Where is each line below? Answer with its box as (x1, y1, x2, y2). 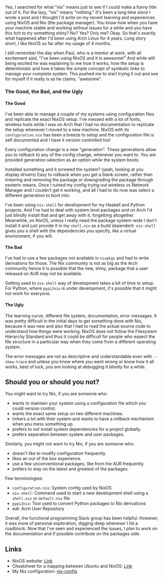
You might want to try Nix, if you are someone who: (5, 391, 108, 397)
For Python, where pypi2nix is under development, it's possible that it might (5, 286, 157, 291)
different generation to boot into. (5, 193, 71, 199)
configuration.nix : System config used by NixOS (12, 485, 112, 491)
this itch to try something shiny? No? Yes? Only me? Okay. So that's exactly (5, 30, 156, 36)
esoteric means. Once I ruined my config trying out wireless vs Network (5, 182, 149, 188)
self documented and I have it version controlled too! (5, 137, 111, 143)
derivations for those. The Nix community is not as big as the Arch (5, 260, 138, 266)
